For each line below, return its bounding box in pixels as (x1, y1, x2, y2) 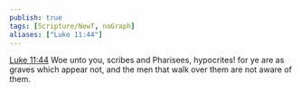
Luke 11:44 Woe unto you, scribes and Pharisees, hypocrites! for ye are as (9, 55, 285, 66)
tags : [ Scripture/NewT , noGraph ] (9, 22, 136, 31)
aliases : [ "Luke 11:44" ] (9, 30, 103, 39)
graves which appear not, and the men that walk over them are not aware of (9, 64, 292, 75)
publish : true (9, 13, 63, 23)
